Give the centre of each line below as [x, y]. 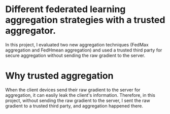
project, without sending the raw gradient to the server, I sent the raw [78, 100]
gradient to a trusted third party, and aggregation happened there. [74, 106]
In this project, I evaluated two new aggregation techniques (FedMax [77, 44]
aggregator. [31, 31]
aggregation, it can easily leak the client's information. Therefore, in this [80, 95]
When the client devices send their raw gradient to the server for [73, 90]
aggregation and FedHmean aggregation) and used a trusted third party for [84, 50]
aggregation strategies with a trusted [85, 20]
